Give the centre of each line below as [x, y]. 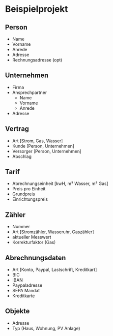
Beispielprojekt [37, 9]
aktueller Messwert [32, 237]
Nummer [21, 227]
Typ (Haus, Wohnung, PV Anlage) [46, 328]
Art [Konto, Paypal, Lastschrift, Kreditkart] [55, 270]
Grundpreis [24, 194]
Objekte [17, 311]
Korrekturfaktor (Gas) [34, 243]
